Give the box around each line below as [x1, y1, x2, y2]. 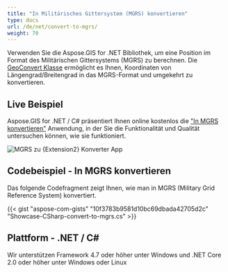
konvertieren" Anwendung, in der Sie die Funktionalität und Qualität [7, 125, 200, 133]
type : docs [7, 17, 39, 24]
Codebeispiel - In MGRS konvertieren [7, 165, 172, 177]
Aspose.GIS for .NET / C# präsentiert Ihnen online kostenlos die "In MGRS [7, 117, 219, 125]
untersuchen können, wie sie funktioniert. [7, 131, 127, 140]
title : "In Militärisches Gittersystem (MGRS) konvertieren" [7, 10, 188, 17]
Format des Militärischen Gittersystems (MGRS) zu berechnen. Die [7, 56, 198, 65]
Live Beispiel [7, 98, 64, 110]
